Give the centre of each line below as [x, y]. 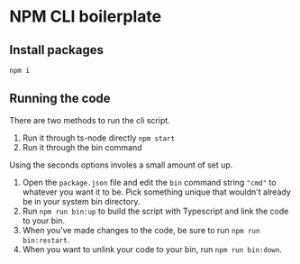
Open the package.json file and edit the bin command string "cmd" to [149, 182]
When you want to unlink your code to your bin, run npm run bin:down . [152, 249]
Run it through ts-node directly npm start [99, 138]
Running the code [60, 99]
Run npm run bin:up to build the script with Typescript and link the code [155, 211]
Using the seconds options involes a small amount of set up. [121, 165]
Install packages [56, 50]
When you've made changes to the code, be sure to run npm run [141, 230]
